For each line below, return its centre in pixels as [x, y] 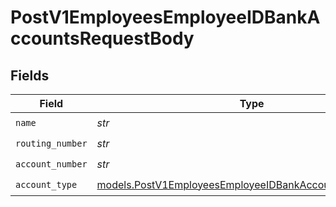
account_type [46, 184]
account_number [51, 164]
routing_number [51, 143]
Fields [30, 75]
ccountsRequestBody [102, 38]
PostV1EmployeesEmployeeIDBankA [165, 17]
